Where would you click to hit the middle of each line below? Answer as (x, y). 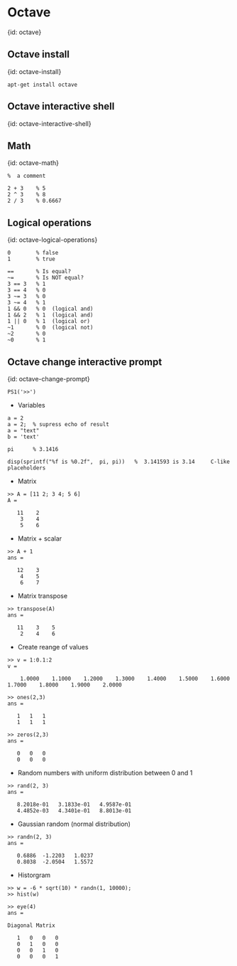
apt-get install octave (43, 85)
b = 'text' (23, 437)
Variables (31, 405)
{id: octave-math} (33, 163)
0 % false (33, 253)
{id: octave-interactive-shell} (49, 123)
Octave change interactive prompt (85, 362)
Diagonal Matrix (31, 925)
